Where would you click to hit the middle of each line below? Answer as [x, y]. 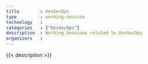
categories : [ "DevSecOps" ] [43, 28]
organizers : [25, 38]
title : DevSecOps [37, 11]
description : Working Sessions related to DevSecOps [74, 33]
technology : [25, 22]
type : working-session [45, 17]
